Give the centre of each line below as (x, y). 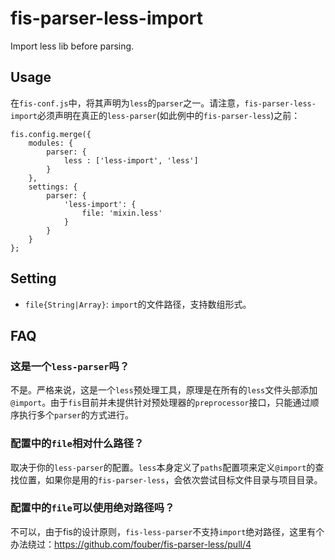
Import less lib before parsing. (72, 46)
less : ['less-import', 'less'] (131, 160)
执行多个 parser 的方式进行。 (76, 415)
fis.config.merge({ (51, 134)
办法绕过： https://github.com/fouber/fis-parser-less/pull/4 (131, 544)
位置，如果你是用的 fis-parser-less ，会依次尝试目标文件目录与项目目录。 (170, 479)
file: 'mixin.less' (122, 213)
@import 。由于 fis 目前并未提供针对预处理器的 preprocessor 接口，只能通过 (160, 403)
